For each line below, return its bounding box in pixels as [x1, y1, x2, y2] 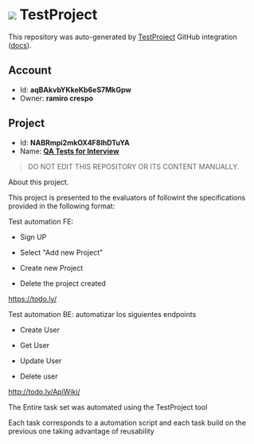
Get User [19, 340, 50, 350]
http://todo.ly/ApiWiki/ [8, 387, 81, 396]
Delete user [19, 371, 58, 381]
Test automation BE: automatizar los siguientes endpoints [8, 309, 197, 319]
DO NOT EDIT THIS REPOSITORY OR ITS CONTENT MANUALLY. [27, 161, 240, 171]
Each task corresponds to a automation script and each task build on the [8, 418, 247, 427]
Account [8, 64, 52, 77]
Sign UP [19, 232, 47, 241]
